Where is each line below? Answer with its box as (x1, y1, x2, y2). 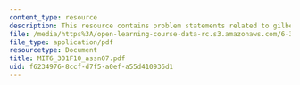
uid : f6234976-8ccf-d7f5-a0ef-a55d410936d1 (9, 63, 174, 72)
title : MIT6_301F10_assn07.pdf (9, 54, 126, 63)
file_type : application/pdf (9, 37, 114, 47)
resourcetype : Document (9, 46, 98, 55)
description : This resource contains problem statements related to (9, 21, 270, 30)
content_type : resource (9, 12, 98, 22)
